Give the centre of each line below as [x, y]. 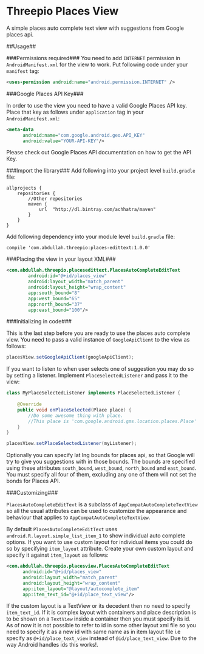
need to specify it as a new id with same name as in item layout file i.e [93, 632]
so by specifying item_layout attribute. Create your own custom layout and [100, 549]
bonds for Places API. [33, 481]
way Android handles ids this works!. [52, 645]
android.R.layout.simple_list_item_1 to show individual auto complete [96, 535]
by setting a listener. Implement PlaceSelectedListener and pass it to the [97, 376]
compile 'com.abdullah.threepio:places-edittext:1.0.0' [78, 248]
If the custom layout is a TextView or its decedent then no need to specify [98, 606]
